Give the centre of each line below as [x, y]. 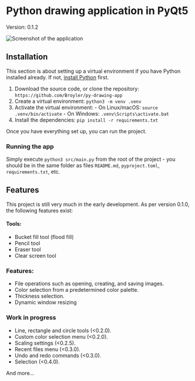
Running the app [30, 146]
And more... [20, 373]
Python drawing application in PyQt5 [97, 11]
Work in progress [31, 318]
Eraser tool [28, 249]
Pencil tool [27, 243]
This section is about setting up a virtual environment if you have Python [93, 71]
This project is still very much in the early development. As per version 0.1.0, [98, 204]
